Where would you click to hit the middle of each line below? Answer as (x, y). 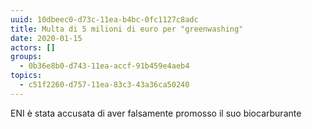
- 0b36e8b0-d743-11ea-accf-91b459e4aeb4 (104, 66)
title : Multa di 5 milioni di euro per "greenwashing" (127, 29)
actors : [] (33, 47)
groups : (26, 57)
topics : (26, 76)
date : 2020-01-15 (46, 38)
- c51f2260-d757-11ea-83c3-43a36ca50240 (104, 85)
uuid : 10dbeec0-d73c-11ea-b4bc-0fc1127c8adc (104, 19)
